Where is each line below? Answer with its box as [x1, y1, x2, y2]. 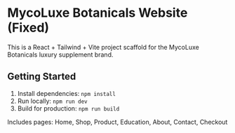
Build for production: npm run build [17, 104, 120, 113]
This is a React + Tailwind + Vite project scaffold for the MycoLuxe [7, 43, 200, 51]
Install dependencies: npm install [17, 89, 116, 97]
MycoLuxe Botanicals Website [7, 5, 188, 21]
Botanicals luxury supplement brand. [7, 50, 114, 59]
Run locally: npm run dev [17, 97, 88, 105]
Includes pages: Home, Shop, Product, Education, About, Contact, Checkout [7, 118, 228, 126]
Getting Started [7, 71, 76, 83]
